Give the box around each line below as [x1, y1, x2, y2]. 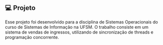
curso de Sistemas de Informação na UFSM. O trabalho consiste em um [5, 24, 149, 30]
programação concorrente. [5, 34, 59, 40]
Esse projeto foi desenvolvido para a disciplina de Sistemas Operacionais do [5, 19, 158, 25]
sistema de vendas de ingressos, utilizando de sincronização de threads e [5, 29, 154, 35]
